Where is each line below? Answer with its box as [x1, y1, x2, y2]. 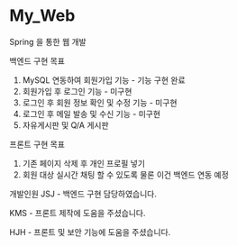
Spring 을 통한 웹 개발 [9, 36, 87, 47]
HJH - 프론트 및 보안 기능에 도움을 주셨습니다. [9, 226, 171, 237]
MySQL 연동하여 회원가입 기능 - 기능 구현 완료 [22, 74, 187, 86]
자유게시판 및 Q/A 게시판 [22, 119, 110, 131]
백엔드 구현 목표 [9, 55, 66, 66]
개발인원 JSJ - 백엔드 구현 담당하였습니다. [9, 188, 158, 199]
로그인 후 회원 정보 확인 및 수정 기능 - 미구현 [22, 96, 178, 108]
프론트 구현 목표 [9, 139, 66, 150]
